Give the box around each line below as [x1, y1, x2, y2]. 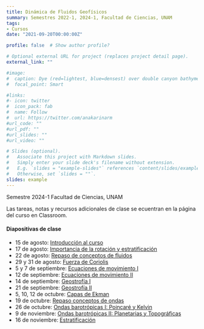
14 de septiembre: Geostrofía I [15, 277, 91, 285]
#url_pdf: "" [6, 126, 39, 132]
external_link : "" [6, 59, 53, 65]
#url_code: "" [6, 120, 42, 126]
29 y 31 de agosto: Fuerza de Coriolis [15, 258, 109, 265]
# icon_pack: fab [6, 104, 53, 110]
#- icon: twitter [6, 98, 50, 104]
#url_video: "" [6, 137, 45, 143]
